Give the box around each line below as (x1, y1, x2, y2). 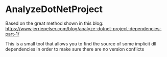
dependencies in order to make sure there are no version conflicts (5, 46, 145, 52)
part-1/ (5, 31, 19, 37)
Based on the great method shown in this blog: (5, 20, 104, 26)
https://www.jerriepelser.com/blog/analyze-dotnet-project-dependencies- (5, 25, 162, 31)
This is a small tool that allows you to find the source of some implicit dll (5, 40, 157, 46)
